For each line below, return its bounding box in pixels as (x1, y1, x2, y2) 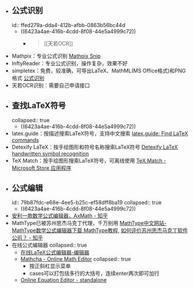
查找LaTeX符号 (11, 100, 66, 110)
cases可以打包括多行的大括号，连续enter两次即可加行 (29, 270, 160, 277)
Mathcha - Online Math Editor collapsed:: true (20, 256, 131, 263)
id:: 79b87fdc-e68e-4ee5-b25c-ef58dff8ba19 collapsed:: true (11, 199, 162, 206)
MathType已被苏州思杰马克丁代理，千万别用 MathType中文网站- (11, 220, 167, 227)
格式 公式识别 (11, 74, 45, 81)
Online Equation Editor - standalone (20, 277, 107, 284)
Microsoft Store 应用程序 (11, 164, 72, 172)
